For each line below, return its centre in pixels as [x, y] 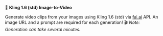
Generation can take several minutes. [43, 29]
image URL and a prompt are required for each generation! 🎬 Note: [73, 22]
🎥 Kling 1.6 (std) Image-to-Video [39, 8]
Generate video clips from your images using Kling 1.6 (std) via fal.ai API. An [81, 17]
